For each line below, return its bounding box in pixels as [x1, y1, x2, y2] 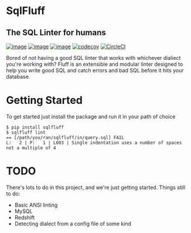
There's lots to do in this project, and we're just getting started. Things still [6, 184, 186, 191]
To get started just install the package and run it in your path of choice [6, 113, 176, 120]
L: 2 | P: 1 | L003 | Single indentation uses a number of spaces [6, 140, 182, 146]
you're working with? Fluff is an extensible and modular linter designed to [6, 60, 183, 67]
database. [6, 73, 30, 80]
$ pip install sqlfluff [6, 124, 64, 130]
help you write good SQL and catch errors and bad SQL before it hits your [6, 67, 184, 74]
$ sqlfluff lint [6, 129, 46, 136]
